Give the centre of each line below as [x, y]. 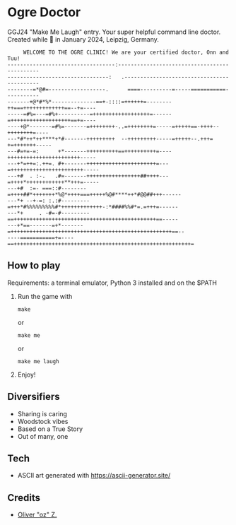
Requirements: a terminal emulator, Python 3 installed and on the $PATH [112, 283]
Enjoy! [26, 374]
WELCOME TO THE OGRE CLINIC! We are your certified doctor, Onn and [126, 52]
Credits [24, 498]
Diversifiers [34, 397]
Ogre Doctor [44, 12]
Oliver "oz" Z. [37, 515]
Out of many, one [43, 436]
